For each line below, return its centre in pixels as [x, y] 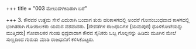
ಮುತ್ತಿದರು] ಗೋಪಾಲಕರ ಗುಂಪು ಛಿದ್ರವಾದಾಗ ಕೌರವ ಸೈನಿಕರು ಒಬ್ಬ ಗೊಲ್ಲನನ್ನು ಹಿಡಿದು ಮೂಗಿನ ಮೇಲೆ [91, 33]
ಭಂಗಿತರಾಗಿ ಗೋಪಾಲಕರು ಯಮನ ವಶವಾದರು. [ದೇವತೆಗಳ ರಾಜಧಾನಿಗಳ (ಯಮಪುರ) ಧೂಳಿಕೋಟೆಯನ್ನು [94, 26]
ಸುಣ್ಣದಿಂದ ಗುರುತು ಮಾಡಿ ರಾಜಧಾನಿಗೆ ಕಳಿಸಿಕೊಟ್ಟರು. [50, 39]
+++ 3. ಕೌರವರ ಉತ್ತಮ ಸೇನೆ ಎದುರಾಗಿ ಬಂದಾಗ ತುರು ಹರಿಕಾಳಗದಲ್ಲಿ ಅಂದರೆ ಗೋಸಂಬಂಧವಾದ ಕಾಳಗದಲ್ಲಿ [98, 20]
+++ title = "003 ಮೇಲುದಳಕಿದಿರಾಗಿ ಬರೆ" [47, 8]
